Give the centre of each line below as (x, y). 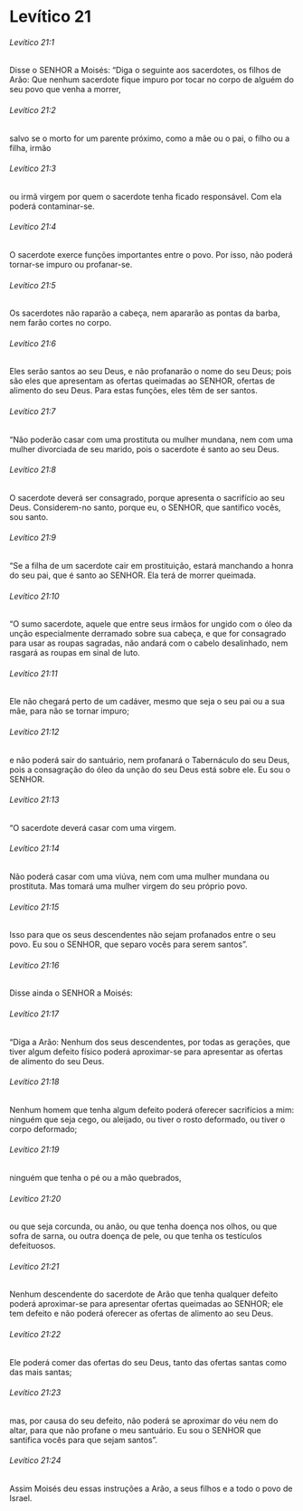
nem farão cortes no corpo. (61, 323)
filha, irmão (30, 147)
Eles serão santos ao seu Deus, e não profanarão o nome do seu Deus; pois (151, 372)
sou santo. (29, 516)
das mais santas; (41, 1372)
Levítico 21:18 (34, 1081)
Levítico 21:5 (33, 285)
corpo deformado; (43, 1129)
